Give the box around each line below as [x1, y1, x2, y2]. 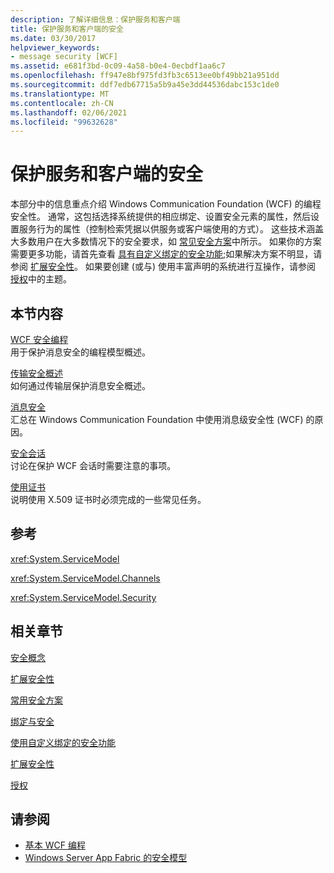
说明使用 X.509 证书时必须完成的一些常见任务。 [10, 494, 207, 505]
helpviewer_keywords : [10, 42, 101, 53]
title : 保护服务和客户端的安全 [10, 24, 124, 34]
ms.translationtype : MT [10, 89, 110, 99]
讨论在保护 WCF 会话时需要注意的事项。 [10, 460, 177, 471]
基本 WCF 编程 [24, 839, 86, 851]
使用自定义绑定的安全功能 [10, 736, 116, 748]
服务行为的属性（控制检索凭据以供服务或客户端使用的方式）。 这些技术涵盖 [18, 223, 324, 235]
